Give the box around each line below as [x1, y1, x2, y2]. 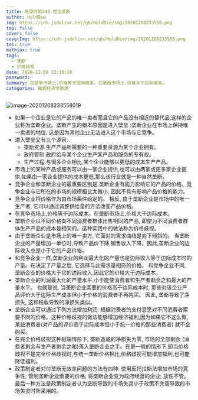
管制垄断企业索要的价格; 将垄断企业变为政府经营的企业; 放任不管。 [28, 372, 190, 379]
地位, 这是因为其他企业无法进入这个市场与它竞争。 [35, 128, 157, 136]
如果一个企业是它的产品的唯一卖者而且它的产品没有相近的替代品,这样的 [14, 113, 187, 121]
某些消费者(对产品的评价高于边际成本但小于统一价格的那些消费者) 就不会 [14, 320, 190, 328]
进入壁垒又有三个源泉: [14, 136, 68, 143]
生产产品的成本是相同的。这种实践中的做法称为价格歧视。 [19, 225, 160, 232]
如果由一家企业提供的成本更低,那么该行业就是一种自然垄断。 [21, 173, 168, 180]
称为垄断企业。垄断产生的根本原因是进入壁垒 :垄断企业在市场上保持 [19, 121, 183, 128]
